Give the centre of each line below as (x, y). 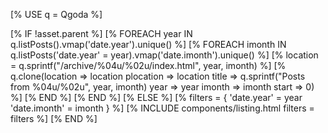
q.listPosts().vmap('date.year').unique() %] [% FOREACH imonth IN (148, 44)
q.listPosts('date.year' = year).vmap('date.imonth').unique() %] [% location (164, 55)
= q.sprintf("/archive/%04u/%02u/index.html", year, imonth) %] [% (148, 65)
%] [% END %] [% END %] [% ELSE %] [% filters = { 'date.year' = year (156, 97)
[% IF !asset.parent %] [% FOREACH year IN (101, 33)
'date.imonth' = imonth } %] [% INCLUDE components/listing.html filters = (162, 108)
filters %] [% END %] (54, 118)
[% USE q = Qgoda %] (56, 14)
